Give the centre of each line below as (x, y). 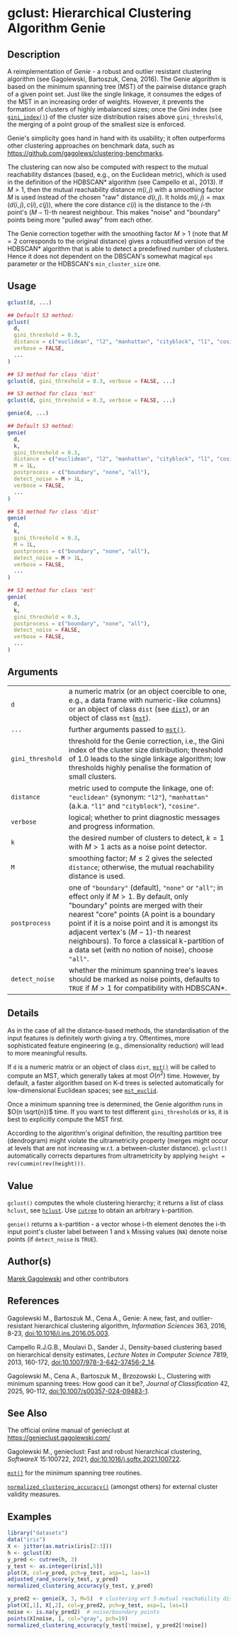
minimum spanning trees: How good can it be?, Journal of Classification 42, (119, 1383)
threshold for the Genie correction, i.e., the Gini (146, 741)
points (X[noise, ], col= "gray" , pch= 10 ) (68, 1618)
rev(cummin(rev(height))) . (46, 1163)
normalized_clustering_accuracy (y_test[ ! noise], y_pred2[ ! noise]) (107, 1625)
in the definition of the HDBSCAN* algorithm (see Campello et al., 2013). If (115, 182)
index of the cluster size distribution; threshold (146, 750)
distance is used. (97, 876)
